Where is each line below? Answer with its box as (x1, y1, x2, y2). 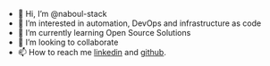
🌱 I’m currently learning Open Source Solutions (17, 28, 191, 37)
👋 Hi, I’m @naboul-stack (17, 9, 107, 19)
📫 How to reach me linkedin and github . (17, 47, 167, 57)
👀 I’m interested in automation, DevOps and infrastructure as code (17, 18, 262, 29)
